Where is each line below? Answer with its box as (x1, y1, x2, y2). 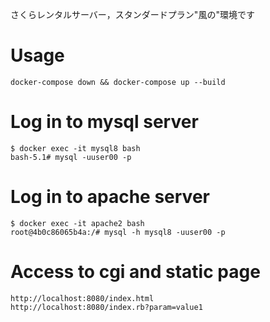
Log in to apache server (10, 186, 210, 208)
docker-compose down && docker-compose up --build (10, 77, 226, 87)
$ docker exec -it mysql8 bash (10, 143, 141, 153)
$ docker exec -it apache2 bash (10, 218, 145, 228)
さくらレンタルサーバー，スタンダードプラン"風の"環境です (10, 9, 255, 20)
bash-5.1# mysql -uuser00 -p (10, 152, 132, 162)
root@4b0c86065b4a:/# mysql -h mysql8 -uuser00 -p (10, 227, 226, 237)
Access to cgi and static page (10, 261, 261, 283)
